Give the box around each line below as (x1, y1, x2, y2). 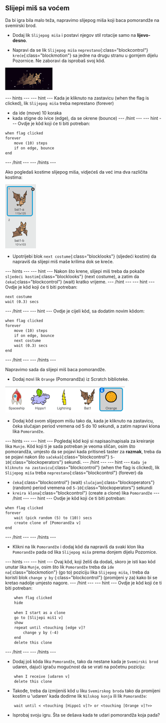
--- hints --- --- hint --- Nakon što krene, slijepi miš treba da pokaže (5, 268, 145, 274)
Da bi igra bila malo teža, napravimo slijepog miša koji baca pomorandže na (5, 17, 160, 23)
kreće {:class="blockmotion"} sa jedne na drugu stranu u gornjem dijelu (12, 52, 158, 58)
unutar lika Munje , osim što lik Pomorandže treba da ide (5, 564, 114, 570)
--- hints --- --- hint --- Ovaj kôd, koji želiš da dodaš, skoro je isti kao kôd (5, 558, 156, 564)
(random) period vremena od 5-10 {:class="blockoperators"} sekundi (12, 485, 153, 491)
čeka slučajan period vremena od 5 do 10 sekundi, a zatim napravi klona (12, 423, 161, 429)
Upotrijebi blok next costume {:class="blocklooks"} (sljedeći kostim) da (12, 253, 157, 259)
